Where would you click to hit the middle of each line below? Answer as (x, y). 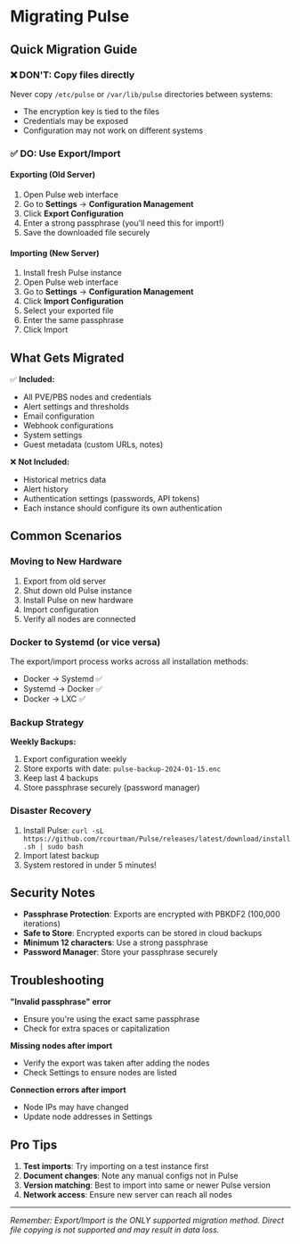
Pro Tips (34, 1144)
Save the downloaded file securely (86, 232)
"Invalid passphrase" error (61, 1002)
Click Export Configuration (73, 213)
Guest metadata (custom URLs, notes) (93, 444)
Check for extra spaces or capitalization (96, 1029)
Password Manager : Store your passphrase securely (120, 952)
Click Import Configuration (73, 302)
